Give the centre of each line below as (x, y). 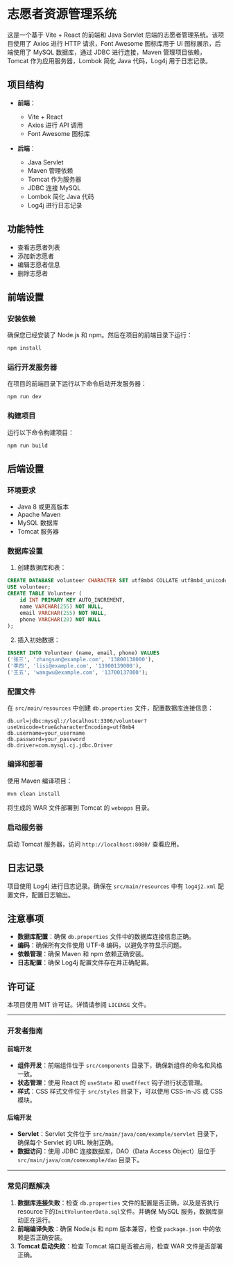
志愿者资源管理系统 (62, 14)
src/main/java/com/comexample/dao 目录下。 (80, 1160)
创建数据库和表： (42, 568)
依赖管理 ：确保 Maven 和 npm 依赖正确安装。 (82, 954)
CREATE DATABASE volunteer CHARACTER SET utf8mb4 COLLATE (93, 581)
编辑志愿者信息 (38, 264)
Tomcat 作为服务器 (54, 179)
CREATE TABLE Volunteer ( (44, 594)
